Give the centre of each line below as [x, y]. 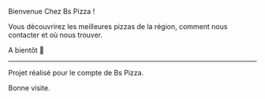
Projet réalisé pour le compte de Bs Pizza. [76, 73]
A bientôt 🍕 [26, 50]
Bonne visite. [29, 88]
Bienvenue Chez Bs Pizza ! [52, 11]
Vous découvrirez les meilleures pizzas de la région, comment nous [118, 26]
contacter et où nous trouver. [56, 35]
